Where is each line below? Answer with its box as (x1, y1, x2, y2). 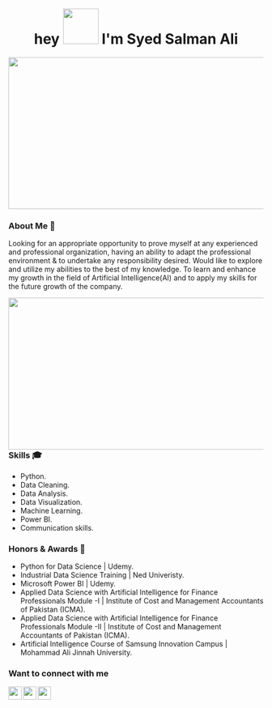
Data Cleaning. (19, 480, 70, 489)
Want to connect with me (8, 667, 109, 679)
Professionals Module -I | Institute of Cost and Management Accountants (19, 595, 264, 605)
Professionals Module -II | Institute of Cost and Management (19, 621, 222, 631)
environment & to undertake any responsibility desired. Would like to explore (8, 256, 263, 266)
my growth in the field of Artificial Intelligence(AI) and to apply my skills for (8, 273, 257, 283)
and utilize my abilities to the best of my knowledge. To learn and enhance (8, 264, 257, 275)
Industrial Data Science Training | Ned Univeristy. (19, 569, 185, 579)
